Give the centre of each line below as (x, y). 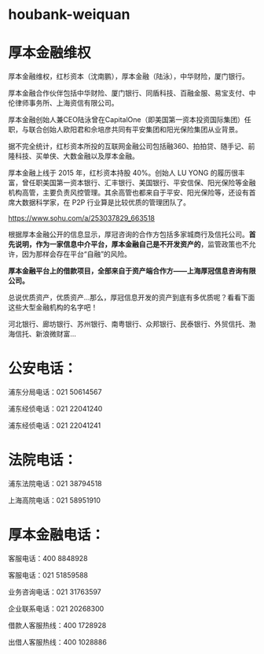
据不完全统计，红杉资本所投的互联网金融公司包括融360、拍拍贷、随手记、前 (132, 147)
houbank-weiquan (69, 15)
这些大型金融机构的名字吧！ (53, 307)
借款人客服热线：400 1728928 (57, 625)
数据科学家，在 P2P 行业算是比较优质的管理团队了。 (106, 203)
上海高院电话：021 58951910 (54, 500)
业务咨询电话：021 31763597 (55, 592)
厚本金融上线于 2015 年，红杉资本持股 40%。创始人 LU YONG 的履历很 (123, 173)
